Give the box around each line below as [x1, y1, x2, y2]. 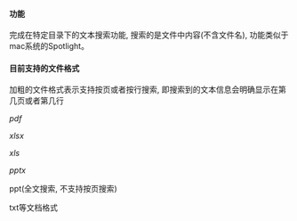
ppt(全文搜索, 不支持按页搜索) [9, 184, 117, 194]
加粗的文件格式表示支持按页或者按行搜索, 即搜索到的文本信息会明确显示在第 [9, 85, 286, 95]
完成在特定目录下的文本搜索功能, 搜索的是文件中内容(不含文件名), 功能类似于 [9, 29, 289, 40]
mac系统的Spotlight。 [9, 41, 89, 52]
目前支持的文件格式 [9, 62, 80, 73]
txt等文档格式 [9, 202, 59, 213]
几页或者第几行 [9, 95, 64, 106]
